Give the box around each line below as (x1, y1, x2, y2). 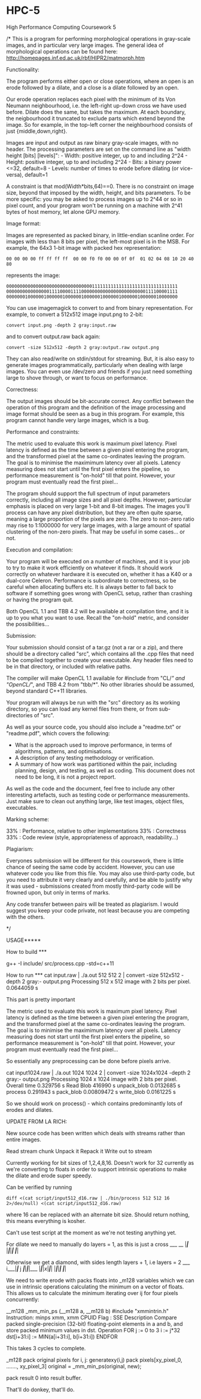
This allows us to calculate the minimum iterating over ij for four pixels (6, 1289, 178, 1296)
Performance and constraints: (6, 428, 80, 435)
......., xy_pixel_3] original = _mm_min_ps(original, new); (6, 1362, 142, 1370)
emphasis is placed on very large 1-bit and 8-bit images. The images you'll (6, 502, 190, 509)
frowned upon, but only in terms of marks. (6, 888, 111, 896)
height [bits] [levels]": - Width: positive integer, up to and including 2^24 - (6, 151, 188, 159)
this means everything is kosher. (6, 1217, 86, 1224)
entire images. (6, 1136, 42, 1143)
